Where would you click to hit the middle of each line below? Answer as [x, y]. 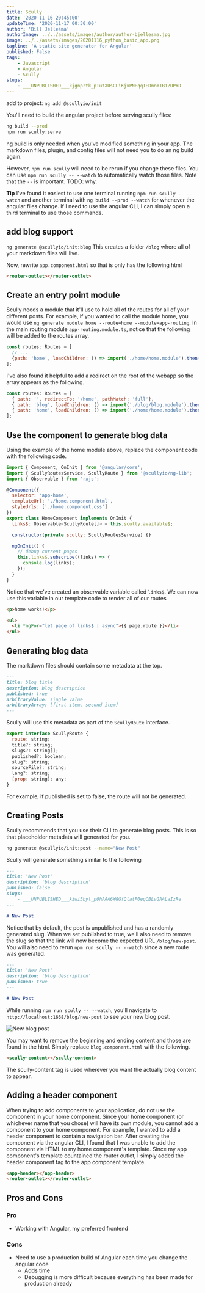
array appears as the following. [45, 382]
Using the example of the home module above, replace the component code [102, 450]
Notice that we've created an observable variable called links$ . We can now [103, 592]
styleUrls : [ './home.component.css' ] [60, 507]
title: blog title [30, 682]
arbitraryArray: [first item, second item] [63, 705]
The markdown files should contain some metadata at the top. [84, 665]
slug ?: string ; [31, 762]
